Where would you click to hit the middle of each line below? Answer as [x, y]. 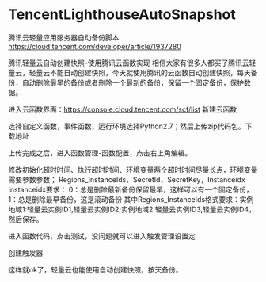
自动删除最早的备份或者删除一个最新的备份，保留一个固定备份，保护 [133, 82]
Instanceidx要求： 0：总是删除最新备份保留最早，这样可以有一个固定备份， [131, 189]
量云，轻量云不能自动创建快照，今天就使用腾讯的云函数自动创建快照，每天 [129, 72]
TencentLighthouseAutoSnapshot [122, 15]
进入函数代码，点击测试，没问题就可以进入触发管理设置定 [102, 236]
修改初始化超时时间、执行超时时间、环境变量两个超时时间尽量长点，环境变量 [133, 170]
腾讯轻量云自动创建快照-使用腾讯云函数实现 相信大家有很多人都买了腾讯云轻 [132, 63]
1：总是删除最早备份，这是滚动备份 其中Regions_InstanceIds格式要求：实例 [131, 199]
